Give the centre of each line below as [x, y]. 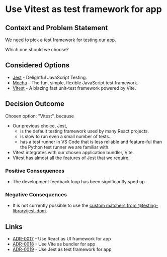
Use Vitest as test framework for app [83, 9]
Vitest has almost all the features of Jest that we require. [71, 158]
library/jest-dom [29, 211]
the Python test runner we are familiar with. [65, 147]
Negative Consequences [36, 194]
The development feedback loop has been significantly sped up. [79, 181]
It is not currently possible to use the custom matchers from [74, 206]
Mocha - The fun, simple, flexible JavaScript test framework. [75, 83]
